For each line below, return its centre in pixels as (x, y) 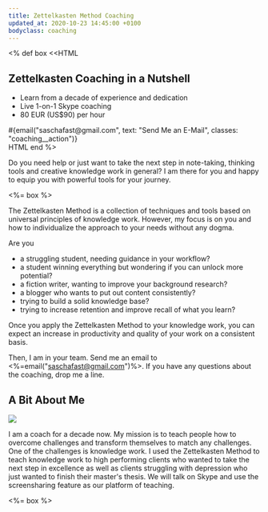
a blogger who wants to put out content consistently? (108, 293)
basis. (18, 342)
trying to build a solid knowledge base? (84, 302)
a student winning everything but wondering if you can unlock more (132, 267)
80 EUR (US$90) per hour (62, 115)
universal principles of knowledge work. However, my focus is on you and (130, 219)
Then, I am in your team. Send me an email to (83, 358)
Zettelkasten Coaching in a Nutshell (99, 78)
